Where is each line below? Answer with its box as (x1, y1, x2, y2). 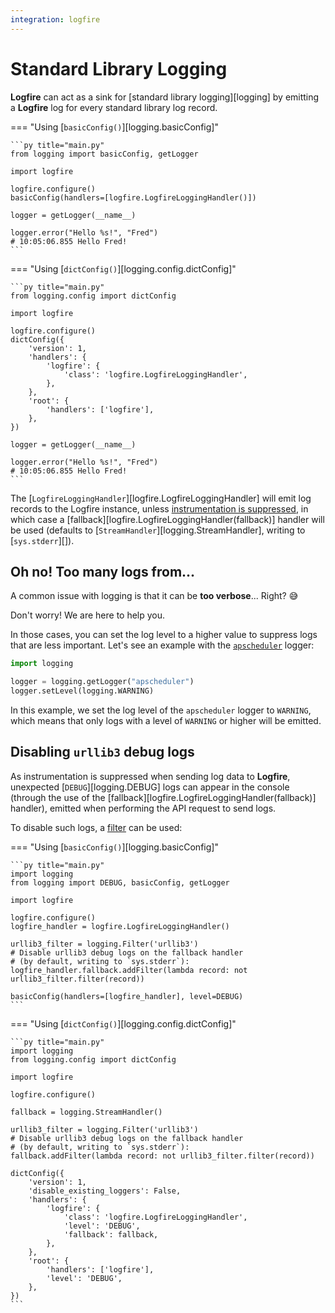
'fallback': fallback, (63, 1229, 159, 1240)
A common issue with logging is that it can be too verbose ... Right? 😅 (10, 590, 299, 602)
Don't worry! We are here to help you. (10, 609, 166, 621)
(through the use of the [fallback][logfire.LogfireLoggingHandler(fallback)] (10, 791, 317, 803)
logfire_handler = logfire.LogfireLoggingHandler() (10, 921, 230, 931)
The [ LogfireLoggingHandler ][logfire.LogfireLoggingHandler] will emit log (10, 492, 312, 504)
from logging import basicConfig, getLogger (10, 149, 199, 159)
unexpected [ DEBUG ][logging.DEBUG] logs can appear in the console (10, 781, 290, 793)
